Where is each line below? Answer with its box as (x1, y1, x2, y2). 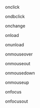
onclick (5, 4, 20, 10)
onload (5, 33, 20, 38)
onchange (5, 23, 25, 29)
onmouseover (5, 51, 33, 57)
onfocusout (5, 98, 28, 104)
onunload (5, 42, 24, 48)
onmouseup (5, 80, 29, 85)
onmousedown (5, 70, 35, 76)
